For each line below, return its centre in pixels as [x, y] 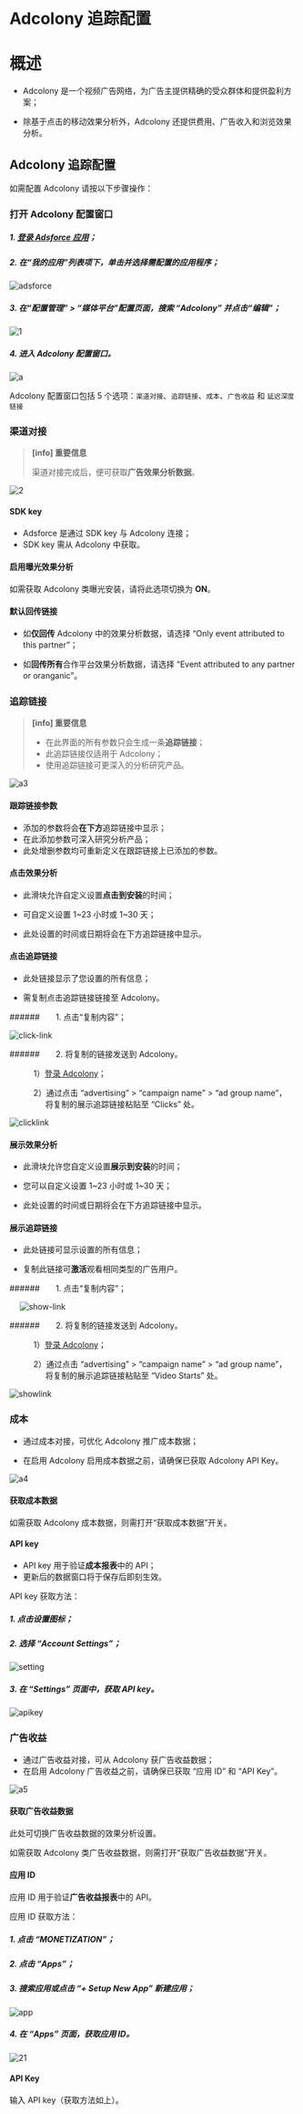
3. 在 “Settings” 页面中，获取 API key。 [84, 1689]
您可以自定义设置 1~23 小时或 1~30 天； [97, 1186]
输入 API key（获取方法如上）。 [67, 2099]
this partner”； [50, 645]
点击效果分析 [33, 873]
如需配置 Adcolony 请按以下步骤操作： [81, 188]
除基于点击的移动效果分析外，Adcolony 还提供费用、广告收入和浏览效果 [157, 122]
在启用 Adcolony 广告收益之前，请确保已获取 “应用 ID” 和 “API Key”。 [152, 1771]
